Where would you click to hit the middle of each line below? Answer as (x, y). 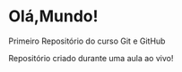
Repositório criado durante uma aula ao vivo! (91, 58)
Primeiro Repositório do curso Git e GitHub (87, 41)
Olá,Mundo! (54, 16)
